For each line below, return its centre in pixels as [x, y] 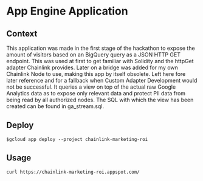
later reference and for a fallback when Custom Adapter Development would [102, 80]
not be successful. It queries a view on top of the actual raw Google [91, 87]
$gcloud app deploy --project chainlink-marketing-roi [77, 139]
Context [22, 34]
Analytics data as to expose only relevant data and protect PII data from [96, 93]
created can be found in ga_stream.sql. [55, 106]
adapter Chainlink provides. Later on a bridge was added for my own [92, 67]
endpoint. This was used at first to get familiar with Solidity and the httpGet [100, 61]
